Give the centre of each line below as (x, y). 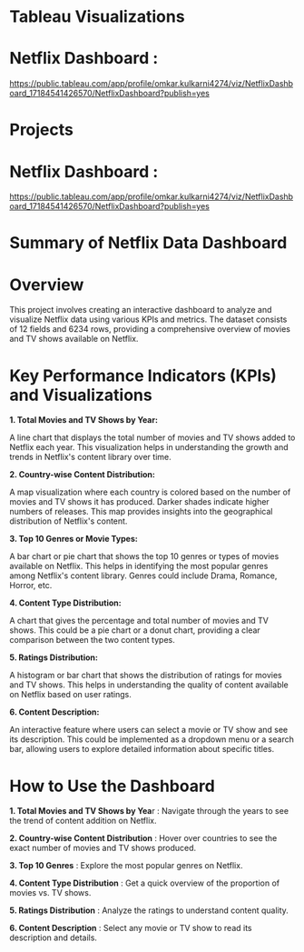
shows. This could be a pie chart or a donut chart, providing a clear (135, 630)
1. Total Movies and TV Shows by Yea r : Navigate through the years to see (149, 811)
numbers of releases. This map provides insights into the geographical (142, 512)
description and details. (54, 937)
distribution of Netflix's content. (69, 521)
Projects (42, 130)
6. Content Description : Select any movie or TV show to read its (131, 928)
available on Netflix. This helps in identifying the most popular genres (139, 566)
